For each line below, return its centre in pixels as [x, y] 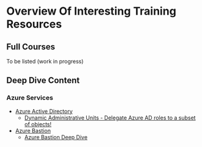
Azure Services [30, 98]
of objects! [38, 124]
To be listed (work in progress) [45, 61]
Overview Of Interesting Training [91, 11]
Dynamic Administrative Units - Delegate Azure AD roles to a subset [110, 118]
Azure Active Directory [44, 111]
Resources [34, 24]
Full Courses [31, 47]
